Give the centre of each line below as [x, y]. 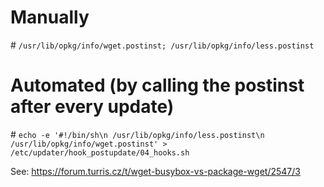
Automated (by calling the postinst [157, 85]
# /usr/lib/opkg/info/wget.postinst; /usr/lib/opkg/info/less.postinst [162, 45]
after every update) [92, 107]
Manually [50, 17]
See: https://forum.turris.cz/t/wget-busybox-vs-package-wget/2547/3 [155, 171]
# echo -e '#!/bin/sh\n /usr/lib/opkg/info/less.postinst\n [137, 134]
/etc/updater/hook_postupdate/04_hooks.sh [100, 152]
